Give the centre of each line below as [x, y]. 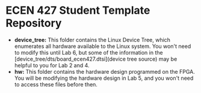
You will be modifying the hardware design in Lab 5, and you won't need [104, 78]
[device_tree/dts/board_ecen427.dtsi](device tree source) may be [96, 59]
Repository [34, 23]
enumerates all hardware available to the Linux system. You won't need [103, 46]
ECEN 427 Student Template [78, 10]
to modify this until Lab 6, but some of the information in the [88, 52]
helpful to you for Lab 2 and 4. [52, 65]
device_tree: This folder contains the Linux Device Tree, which [92, 40]
